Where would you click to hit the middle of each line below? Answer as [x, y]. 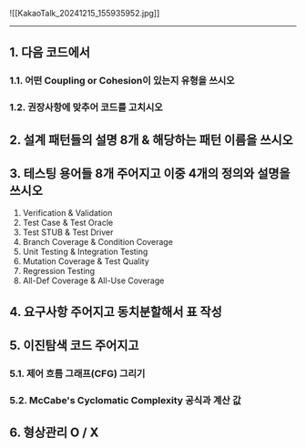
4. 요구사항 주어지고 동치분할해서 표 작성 [116, 312]
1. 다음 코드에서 [50, 52]
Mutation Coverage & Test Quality [86, 261]
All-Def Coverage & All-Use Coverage [93, 280]
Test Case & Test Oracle [68, 223]
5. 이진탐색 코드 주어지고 [74, 346]
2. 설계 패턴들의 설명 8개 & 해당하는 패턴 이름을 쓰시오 [151, 140]
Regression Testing [59, 271]
